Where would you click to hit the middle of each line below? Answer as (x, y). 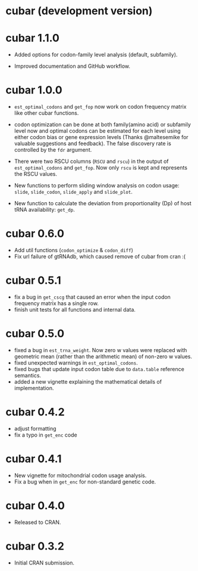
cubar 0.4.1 (34, 459)
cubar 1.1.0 (33, 38)
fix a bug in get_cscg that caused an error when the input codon (92, 297)
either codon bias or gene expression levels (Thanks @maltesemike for (101, 137)
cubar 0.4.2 (35, 412)
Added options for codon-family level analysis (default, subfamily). (96, 55)
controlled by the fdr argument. (53, 150)
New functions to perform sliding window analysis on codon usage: (97, 186)
